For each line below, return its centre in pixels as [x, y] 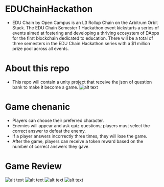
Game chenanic [37, 107]
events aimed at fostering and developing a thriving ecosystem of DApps [86, 33]
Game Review [34, 166]
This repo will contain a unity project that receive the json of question [82, 82]
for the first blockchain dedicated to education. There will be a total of [82, 38]
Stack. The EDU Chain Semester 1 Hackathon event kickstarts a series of [85, 27]
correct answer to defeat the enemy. [49, 131]
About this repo [37, 68]
